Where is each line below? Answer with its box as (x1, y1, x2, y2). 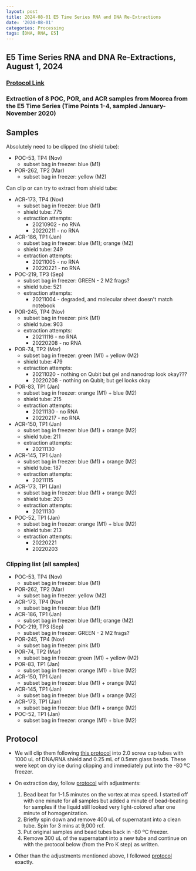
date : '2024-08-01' (6, 19, 54, 25)
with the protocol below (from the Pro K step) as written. (23, 841, 160, 848)
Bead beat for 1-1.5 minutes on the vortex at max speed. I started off (23, 791, 188, 798)
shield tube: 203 (23, 496, 63, 503)
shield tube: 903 (23, 321, 63, 328)
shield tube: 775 (23, 208, 63, 216)
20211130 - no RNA (32, 408, 78, 415)
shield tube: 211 (23, 433, 61, 440)
